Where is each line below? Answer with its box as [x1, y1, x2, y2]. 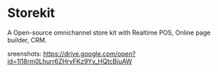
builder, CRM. [7, 35, 47, 44]
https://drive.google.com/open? [42, 49, 136, 58]
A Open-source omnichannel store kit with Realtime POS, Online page [7, 28, 211, 37]
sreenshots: [7, 49, 42, 58]
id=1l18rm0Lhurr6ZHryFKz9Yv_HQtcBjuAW [7, 56, 132, 65]
